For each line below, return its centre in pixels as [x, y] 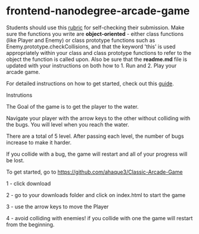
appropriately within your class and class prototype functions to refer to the [99, 53]
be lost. [15, 160]
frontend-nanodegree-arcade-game [98, 11]
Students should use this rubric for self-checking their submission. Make [95, 27]
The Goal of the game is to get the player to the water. [72, 106]
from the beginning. [30, 224]
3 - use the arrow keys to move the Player [57, 207]
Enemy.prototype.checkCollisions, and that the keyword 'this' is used [91, 47]
